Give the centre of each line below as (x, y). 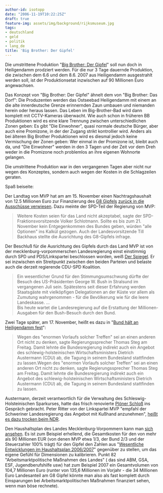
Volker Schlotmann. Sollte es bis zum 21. (101, 221)
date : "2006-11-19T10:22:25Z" (36, 14)
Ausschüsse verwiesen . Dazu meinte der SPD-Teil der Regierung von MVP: (80, 206)
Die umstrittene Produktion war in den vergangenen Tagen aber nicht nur (78, 166)
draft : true (17, 19)
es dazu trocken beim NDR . (32, 419)
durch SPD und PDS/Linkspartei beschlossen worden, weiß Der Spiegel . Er (80, 256)
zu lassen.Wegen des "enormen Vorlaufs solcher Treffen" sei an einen (87, 363)
